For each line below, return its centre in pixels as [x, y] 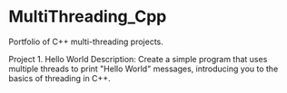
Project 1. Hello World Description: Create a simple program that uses [138, 59]
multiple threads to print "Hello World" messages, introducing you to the [143, 69]
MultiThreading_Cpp [88, 17]
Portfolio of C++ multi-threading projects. [86, 42]
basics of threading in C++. [59, 78]
